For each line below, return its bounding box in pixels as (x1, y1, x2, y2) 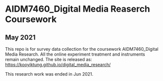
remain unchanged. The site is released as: (5, 57, 92, 62)
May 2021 (5, 33, 36, 41)
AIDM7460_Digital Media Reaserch (5, 3, 150, 15)
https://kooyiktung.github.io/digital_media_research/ (5, 62, 111, 67)
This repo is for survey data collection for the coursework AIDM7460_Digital (5, 46, 159, 52)
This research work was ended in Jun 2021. (5, 71, 93, 77)
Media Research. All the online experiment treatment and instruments (5, 51, 145, 57)
